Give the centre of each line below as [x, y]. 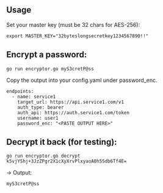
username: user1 [38, 118]
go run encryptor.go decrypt [43, 156]
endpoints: [20, 91]
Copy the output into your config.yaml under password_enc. [82, 80]
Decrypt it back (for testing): [62, 142]
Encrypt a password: [47, 55]
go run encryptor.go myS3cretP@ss [50, 69]
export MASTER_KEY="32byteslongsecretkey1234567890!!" [78, 36]
